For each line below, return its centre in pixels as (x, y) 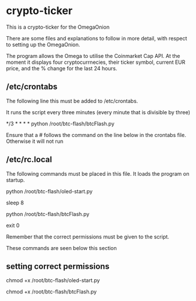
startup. (16, 180)
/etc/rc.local (29, 160)
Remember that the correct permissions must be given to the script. (88, 237)
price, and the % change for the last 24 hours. (62, 68)
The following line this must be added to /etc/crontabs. (72, 101)
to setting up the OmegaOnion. (43, 45)
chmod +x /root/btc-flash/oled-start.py (53, 281)
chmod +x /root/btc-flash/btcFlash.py (51, 292)
